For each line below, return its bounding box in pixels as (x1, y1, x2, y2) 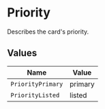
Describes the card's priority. (7, 27, 89, 36)
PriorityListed (10, 91, 60, 99)
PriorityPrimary (10, 80, 63, 88)
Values (7, 47, 37, 59)
